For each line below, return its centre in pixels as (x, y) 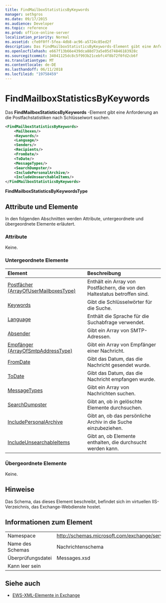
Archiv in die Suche (110, 422)
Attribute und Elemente (41, 207)
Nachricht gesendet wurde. (119, 365)
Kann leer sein (24, 566)
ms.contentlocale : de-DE (31, 65)
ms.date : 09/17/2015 (26, 19)
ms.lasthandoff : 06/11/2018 (34, 70)
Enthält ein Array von (111, 281)
